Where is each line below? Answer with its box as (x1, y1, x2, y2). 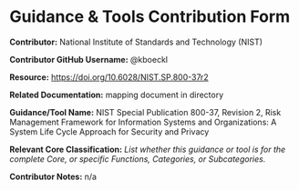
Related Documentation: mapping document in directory (9, 89, 224, 100)
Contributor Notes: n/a (9, 171, 98, 182)
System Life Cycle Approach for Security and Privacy (9, 125, 210, 137)
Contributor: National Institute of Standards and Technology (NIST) (9, 36, 263, 47)
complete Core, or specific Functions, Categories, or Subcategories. (9, 153, 266, 165)
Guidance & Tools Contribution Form (9, 6, 291, 27)
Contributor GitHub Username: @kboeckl (9, 54, 169, 65)
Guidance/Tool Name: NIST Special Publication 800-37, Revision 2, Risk (9, 106, 282, 117)
